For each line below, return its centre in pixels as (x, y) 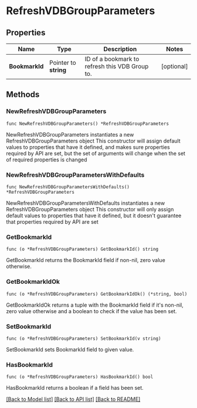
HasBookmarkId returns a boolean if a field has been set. (75, 388)
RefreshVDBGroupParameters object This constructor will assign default (93, 141)
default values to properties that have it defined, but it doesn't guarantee (94, 215)
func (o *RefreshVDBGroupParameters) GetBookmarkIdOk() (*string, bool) (97, 294)
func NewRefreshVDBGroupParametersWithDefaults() (68, 187)
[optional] (174, 66)
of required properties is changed (47, 160)
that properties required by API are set (52, 221)
